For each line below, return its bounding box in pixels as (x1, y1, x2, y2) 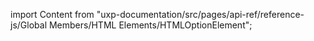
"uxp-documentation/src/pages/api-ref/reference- (96, 9, 305, 20)
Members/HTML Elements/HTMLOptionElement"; (48, 19, 253, 31)
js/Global (10, 19, 48, 31)
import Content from (10, 9, 95, 20)
